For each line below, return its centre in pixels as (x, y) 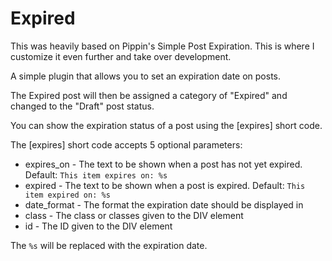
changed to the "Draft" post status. (82, 106)
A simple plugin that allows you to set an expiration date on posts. (146, 76)
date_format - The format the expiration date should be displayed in (164, 204)
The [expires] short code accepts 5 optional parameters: (126, 144)
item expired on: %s (67, 195)
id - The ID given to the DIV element (98, 226)
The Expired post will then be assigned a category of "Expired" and (149, 95)
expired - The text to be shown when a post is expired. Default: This (165, 185)
